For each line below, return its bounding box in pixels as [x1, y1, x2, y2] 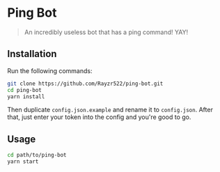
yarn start [7, 158, 39, 165]
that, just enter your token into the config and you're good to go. [7, 113, 191, 121]
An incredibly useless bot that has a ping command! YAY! [24, 28, 189, 36]
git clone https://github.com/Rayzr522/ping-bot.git [7, 80, 164, 87]
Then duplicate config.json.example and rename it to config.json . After [7, 106, 214, 114]
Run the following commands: [7, 66, 93, 75]
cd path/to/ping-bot [7, 152, 68, 159]
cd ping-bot [7, 86, 42, 93]
